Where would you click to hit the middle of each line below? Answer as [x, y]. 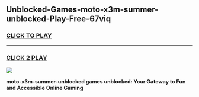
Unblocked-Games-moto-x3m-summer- [82, 10]
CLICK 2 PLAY [27, 58]
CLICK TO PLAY [29, 36]
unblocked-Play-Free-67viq [59, 19]
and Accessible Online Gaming [45, 88]
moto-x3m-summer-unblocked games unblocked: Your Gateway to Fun [96, 81]
